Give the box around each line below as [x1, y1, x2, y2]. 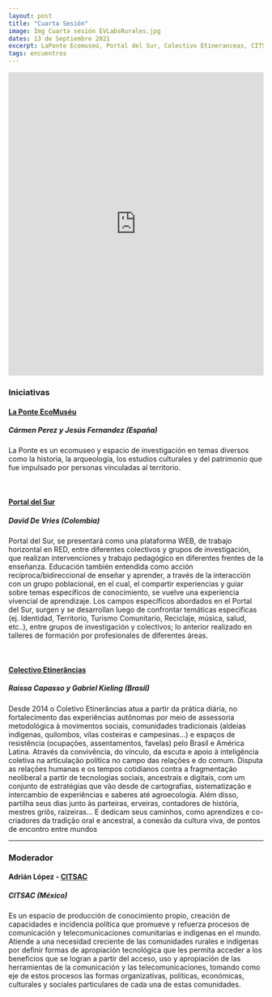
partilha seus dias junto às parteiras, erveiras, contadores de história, [8, 798, 240, 808]
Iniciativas [8, 386, 50, 397]
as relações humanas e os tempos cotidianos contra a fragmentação [8, 764, 237, 774]
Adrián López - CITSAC [8, 872, 87, 882]
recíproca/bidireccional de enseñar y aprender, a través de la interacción [8, 571, 251, 580]
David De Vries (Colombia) [8, 515, 100, 525]
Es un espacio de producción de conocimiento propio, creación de [8, 911, 231, 921]
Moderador [8, 851, 54, 863]
